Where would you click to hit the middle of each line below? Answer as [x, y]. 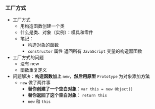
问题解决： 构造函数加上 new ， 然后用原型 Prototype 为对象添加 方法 [81, 76]
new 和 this [39, 101]
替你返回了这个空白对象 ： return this [67, 95]
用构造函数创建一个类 [42, 26]
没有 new [30, 64]
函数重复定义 [33, 70]
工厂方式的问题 [28, 58]
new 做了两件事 [35, 83]
